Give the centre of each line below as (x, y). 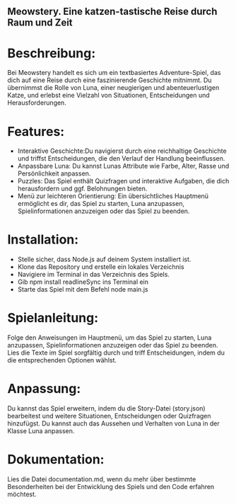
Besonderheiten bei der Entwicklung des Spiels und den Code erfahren (111, 487)
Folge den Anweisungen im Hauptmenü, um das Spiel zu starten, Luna (110, 338)
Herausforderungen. (37, 103)
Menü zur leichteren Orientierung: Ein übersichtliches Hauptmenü (113, 196)
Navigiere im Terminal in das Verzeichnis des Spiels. (93, 275)
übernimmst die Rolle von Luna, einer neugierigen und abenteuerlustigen (113, 88)
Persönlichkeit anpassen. (54, 173)
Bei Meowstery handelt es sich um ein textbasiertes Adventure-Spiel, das (114, 73)
